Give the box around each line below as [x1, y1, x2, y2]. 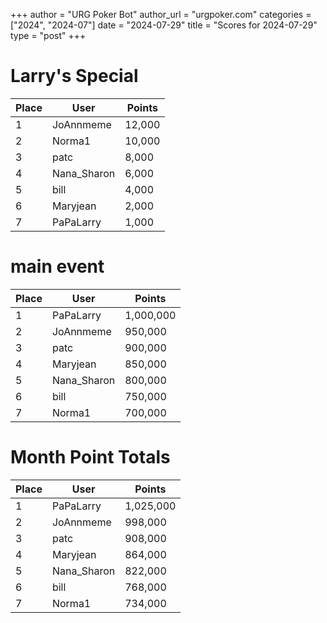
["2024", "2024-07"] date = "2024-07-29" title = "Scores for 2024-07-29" [10, 19, 318, 31]
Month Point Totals [10, 446, 171, 469]
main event [10, 255, 105, 278]
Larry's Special [10, 65, 139, 88]
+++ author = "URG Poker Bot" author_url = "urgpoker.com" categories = [10, 9, 312, 20]
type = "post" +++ [10, 30, 87, 41]
